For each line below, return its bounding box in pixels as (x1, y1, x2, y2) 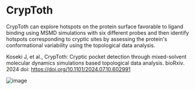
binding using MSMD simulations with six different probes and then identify (6, 29, 189, 36)
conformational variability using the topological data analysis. (6, 42, 155, 49)
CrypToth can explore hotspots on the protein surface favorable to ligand (6, 23, 184, 30)
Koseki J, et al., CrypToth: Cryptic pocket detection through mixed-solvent (6, 53, 187, 60)
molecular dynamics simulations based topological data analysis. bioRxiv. (6, 59, 185, 66)
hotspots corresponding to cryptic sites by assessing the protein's (6, 35, 167, 42)
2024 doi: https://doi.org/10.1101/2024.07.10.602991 (6, 65, 131, 72)
